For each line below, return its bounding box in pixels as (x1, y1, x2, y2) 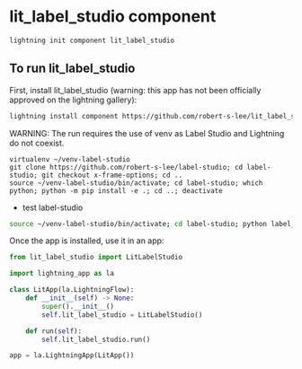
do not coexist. (9, 137, 65, 148)
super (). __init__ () (41, 302, 115, 311)
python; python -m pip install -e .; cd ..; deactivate (9, 186, 223, 195)
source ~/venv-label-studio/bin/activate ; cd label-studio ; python (9, 219, 268, 228)
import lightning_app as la (9, 269, 115, 278)
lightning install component (9, 111, 119, 120)
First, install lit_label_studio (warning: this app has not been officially (9, 84, 262, 95)
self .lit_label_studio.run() (41, 335, 151, 344)
